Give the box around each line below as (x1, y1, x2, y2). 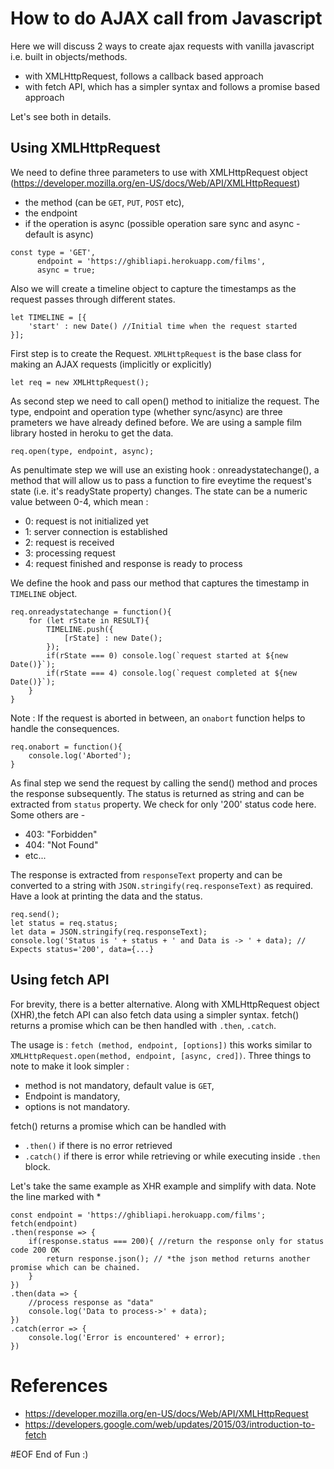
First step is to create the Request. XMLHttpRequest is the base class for (10, 347, 302, 359)
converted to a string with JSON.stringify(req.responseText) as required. (10, 879, 314, 891)
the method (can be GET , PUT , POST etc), (24, 196, 185, 208)
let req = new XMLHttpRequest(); (10, 377, 150, 387)
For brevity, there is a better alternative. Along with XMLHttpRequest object (10, 998, 320, 1010)
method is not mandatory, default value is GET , (24, 1079, 215, 1091)
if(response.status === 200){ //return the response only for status (28, 1236, 325, 1246)
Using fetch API (10, 972, 110, 989)
